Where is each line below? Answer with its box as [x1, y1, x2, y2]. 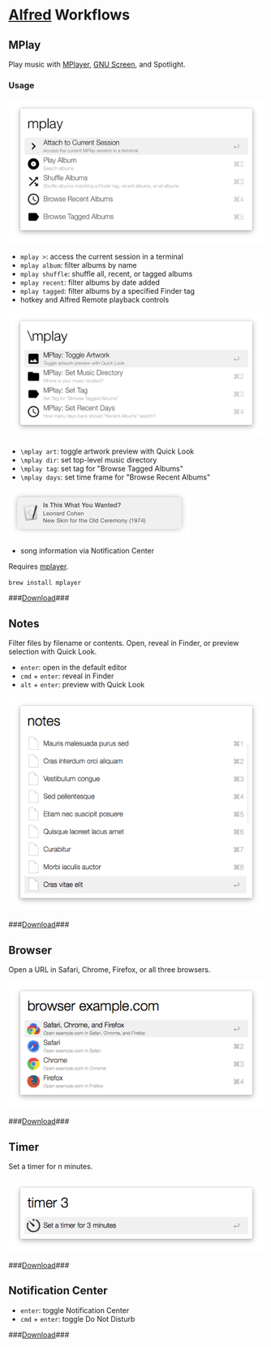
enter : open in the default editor [19, 663, 127, 673]
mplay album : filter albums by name [19, 260, 137, 270]
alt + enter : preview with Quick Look [19, 680, 145, 690]
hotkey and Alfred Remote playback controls [19, 295, 170, 305]
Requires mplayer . [8, 562, 69, 571]
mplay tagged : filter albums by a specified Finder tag [19, 286, 195, 296]
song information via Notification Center [19, 546, 155, 556]
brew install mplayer [8, 579, 82, 587]
